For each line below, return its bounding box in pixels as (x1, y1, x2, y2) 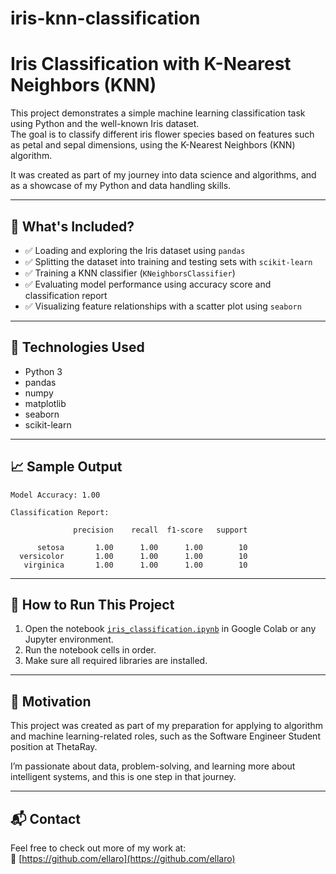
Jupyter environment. (24, 633, 114, 646)
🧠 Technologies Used (10, 339, 145, 356)
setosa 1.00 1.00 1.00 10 (36, 542, 248, 552)
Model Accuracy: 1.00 (10, 490, 101, 500)
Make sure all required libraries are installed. (24, 655, 208, 667)
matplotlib (24, 397, 67, 409)
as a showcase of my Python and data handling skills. (10, 180, 232, 192)
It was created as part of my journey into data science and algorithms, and (10, 169, 317, 181)
